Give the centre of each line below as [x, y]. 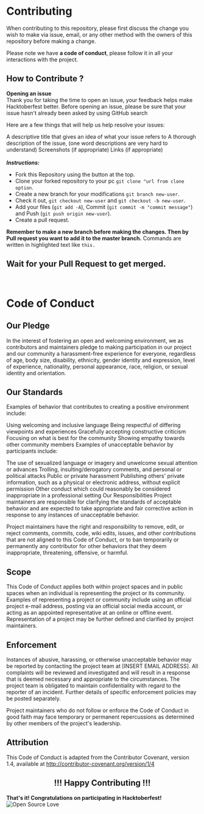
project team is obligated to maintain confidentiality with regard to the [93, 685]
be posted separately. [33, 698]
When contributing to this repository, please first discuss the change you [97, 28]
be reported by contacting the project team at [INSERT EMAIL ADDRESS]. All [102, 666]
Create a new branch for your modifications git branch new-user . [97, 194]
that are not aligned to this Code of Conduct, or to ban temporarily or [93, 540]
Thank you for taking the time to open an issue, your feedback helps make [100, 100]
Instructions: [23, 163]
